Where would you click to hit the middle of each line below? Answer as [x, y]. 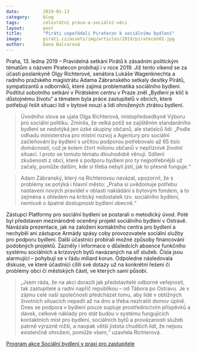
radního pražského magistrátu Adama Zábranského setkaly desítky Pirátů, [96, 80]
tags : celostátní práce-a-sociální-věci [67, 22]
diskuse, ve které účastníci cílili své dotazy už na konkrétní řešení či [88, 264]
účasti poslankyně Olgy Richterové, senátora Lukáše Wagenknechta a [91, 74]
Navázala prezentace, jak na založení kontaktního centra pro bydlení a [91, 227]
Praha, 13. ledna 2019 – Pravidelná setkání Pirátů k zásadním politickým [92, 61]
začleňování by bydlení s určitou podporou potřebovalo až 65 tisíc [100, 141]
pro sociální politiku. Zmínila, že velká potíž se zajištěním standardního [106, 123]
